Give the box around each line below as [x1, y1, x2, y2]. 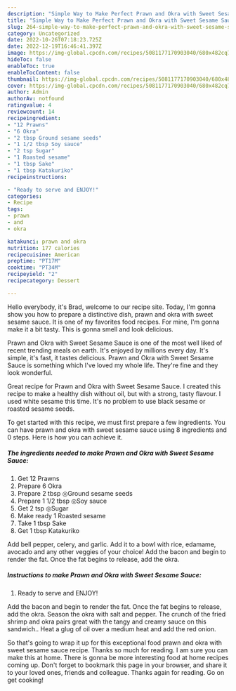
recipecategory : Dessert [7, 277, 80, 284]
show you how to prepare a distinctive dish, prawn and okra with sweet [7, 310, 214, 318]
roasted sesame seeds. [7, 404, 75, 413]
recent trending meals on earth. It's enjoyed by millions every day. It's [7, 345, 209, 355]
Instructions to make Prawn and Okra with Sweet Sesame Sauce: [7, 571, 202, 579]
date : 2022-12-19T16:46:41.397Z [7, 43, 102, 50]
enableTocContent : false [7, 69, 80, 76]
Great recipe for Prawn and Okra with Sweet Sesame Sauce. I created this [7, 382, 221, 390]
